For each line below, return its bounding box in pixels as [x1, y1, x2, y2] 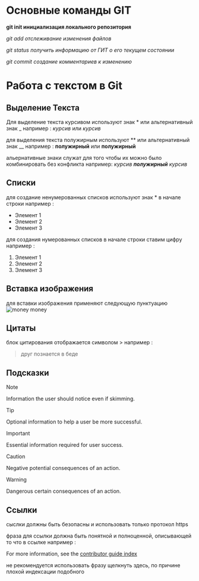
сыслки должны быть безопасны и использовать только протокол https [6, 521, 188, 528]
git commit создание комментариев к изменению [6, 58, 132, 65]
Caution [6, 453, 26, 460]
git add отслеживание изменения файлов [6, 35, 112, 42]
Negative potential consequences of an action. [6, 465, 121, 472]
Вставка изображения [6, 284, 94, 294]
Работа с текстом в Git [6, 79, 123, 92]
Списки [6, 178, 36, 188]
